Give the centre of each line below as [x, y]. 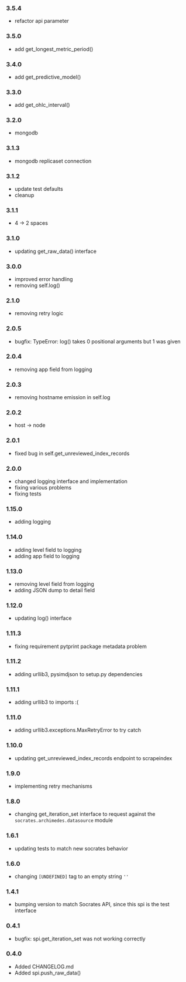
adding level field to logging [48, 549]
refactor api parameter [42, 21]
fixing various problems [43, 488]
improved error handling [44, 279]
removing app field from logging [53, 369]
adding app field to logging [47, 556]
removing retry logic [39, 313]
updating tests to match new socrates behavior [71, 848]
